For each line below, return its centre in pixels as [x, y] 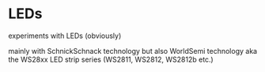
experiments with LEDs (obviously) [65, 36]
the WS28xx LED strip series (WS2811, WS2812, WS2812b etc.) [111, 59]
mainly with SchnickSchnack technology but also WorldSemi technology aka [133, 51]
